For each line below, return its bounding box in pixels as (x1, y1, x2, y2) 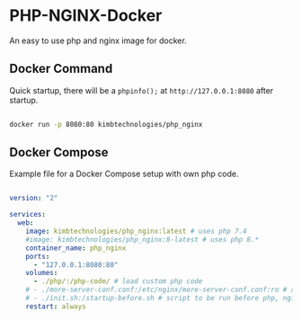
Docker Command (9, 61, 113, 76)
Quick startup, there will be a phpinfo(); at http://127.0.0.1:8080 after (9, 84, 274, 95)
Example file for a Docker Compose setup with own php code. (9, 168, 239, 180)
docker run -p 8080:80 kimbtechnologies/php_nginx (9, 120, 203, 129)
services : (9, 210, 47, 219)
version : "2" (9, 194, 58, 203)
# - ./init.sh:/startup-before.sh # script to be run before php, (25, 294, 280, 303)
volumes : (25, 269, 58, 278)
